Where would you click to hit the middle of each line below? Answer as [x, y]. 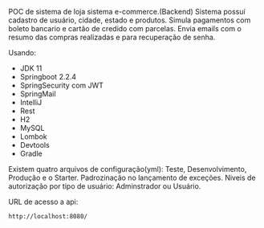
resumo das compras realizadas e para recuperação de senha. [112, 37]
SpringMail [38, 94]
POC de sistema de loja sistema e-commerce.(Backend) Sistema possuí [127, 12]
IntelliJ [31, 102]
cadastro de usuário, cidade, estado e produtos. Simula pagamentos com [130, 20]
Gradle [31, 153]
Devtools [35, 145]
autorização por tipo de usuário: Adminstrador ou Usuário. [105, 186]
